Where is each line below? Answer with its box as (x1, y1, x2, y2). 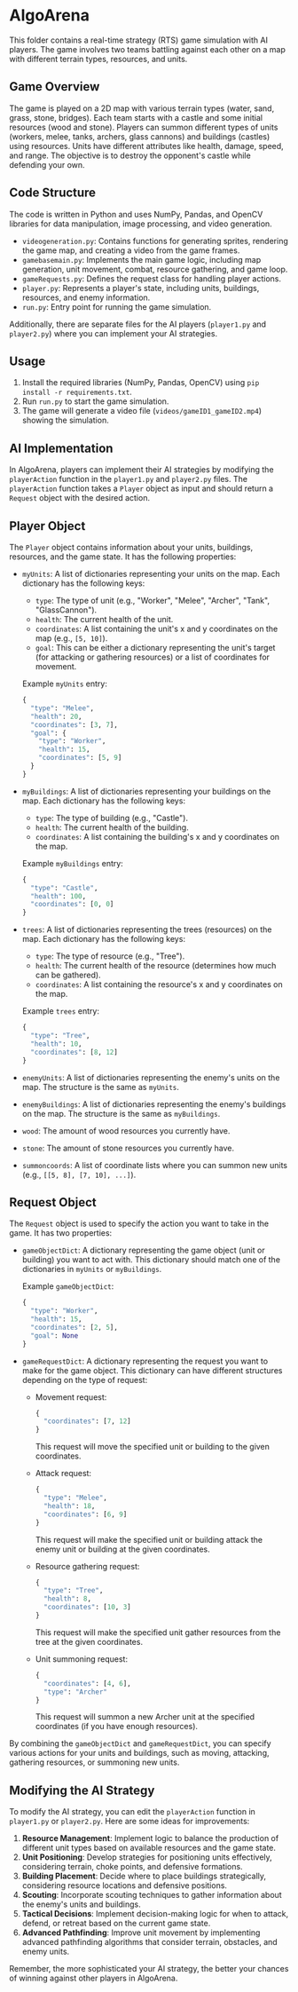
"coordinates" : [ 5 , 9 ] (38, 754, 122, 763)
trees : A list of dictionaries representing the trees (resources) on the (21, 924, 272, 935)
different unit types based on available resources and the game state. (21, 1843, 277, 1854)
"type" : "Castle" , (30, 883, 98, 892)
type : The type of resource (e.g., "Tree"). (35, 951, 185, 961)
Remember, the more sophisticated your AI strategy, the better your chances (9, 1964, 289, 1974)
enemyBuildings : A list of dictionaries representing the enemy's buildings (21, 1098, 286, 1110)
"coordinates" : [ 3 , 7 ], (30, 720, 118, 729)
